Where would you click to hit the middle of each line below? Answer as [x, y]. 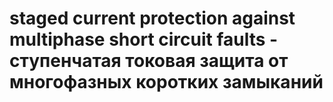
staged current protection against [152, 18]
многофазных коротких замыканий [166, 82]
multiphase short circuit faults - [144, 39]
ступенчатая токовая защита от [149, 61]
